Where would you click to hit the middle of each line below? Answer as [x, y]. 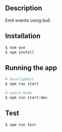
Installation [23, 36]
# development [20, 79]
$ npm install [20, 52]
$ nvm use [15, 47]
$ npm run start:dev [27, 97]
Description [24, 8]
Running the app [31, 68]
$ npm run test [21, 124]
